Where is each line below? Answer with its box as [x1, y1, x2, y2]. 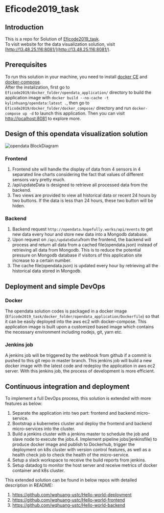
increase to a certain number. [12, 257, 72, 263]
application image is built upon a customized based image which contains [5, 323, 154, 330]
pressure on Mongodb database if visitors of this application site [12, 252, 142, 258]
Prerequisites [5, 60, 47, 69]
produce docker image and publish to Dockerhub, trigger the [12, 441, 135, 448]
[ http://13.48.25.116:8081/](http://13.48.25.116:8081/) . [5, 47, 111, 52]
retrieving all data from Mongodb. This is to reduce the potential [12, 247, 141, 253]
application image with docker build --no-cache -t [5, 94, 109, 100]
